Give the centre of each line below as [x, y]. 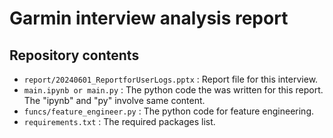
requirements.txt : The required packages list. [119, 121]
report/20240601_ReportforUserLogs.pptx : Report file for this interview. [171, 79]
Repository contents [74, 55]
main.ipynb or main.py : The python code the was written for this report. [173, 90]
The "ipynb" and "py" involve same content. [114, 100]
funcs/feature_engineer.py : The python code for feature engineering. [168, 111]
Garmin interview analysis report [149, 18]
